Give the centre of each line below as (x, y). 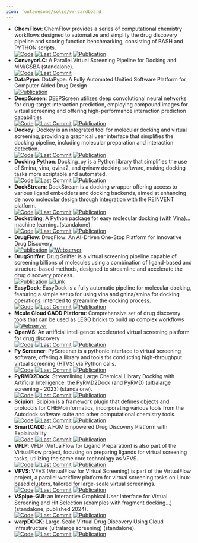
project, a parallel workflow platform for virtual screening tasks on (95, 477)
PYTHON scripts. (35, 48)
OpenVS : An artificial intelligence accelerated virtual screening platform (102, 332)
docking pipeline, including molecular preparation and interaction (94, 142)
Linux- (184, 477)
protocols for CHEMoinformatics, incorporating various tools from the (99, 407)
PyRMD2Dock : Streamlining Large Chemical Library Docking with (94, 376)
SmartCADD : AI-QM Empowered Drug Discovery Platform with (91, 426)
